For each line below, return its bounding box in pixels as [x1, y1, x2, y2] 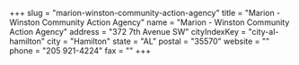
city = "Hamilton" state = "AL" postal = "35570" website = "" [46, 36, 270, 46]
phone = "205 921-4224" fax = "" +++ [9, 45, 152, 56]
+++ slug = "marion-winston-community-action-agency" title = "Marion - [9, 8, 281, 18]
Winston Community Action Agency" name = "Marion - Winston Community [9, 17, 290, 28]
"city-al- [248, 27, 279, 37]
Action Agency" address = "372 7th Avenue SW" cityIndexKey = [9, 27, 247, 37]
